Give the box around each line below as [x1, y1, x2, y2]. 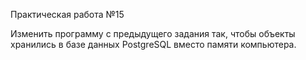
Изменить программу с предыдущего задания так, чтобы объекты [10, 28, 296, 39]
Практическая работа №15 [10, 9, 125, 20]
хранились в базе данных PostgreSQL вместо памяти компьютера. [10, 39, 297, 50]
